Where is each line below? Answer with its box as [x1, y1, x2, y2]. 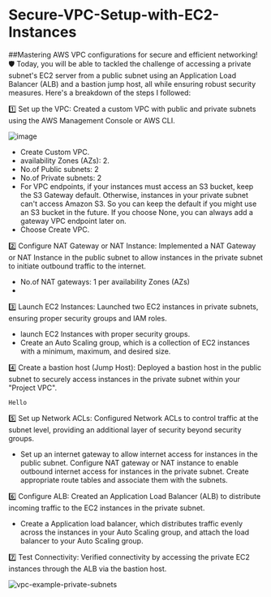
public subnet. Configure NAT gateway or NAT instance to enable [19, 457, 239, 467]
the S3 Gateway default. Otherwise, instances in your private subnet [19, 190, 249, 200]
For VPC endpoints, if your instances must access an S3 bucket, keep [19, 181, 254, 191]
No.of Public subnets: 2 [19, 164, 99, 174]
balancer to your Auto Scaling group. [19, 535, 144, 545]
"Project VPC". [8, 383, 58, 393]
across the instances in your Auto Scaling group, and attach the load [19, 527, 250, 537]
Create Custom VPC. [19, 147, 90, 157]
